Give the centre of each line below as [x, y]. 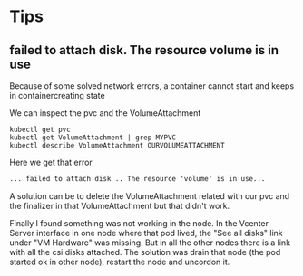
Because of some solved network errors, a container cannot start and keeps [152, 86]
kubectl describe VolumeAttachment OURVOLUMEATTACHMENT [117, 146]
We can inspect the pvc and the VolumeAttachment [105, 113]
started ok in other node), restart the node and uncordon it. [120, 262]
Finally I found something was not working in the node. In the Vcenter [139, 223]
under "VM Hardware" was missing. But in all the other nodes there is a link [150, 243]
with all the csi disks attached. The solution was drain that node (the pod [145, 252]
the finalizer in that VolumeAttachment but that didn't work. [120, 205]
